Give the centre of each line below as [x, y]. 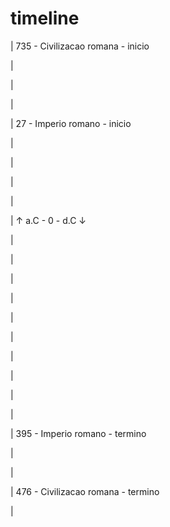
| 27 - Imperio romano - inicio [71, 123]
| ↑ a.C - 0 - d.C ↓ [48, 220]
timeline [45, 18]
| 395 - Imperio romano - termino [78, 433]
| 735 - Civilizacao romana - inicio [80, 46]
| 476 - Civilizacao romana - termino [85, 491]
